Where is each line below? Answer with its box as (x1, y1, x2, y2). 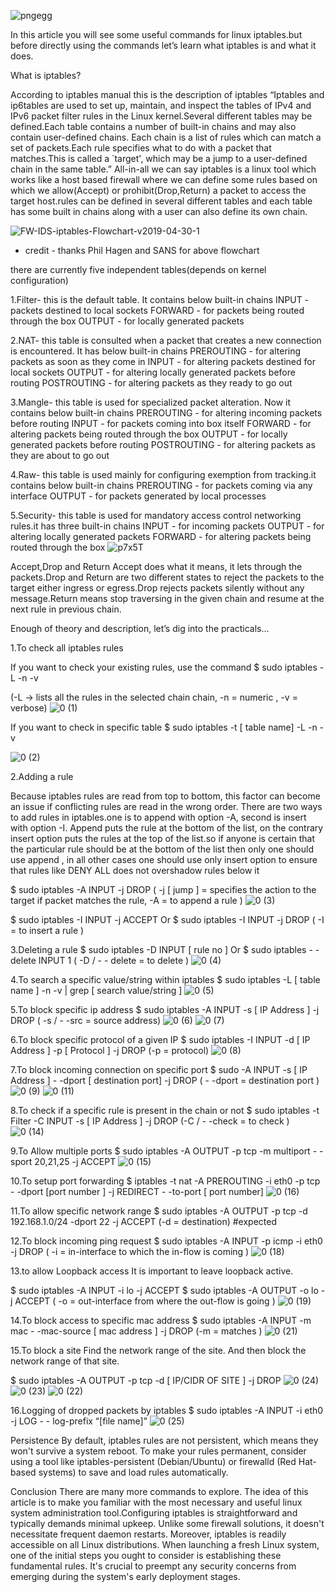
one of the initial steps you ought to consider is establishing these (10, 1550, 282, 1561)
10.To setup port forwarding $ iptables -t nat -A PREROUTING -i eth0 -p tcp (10, 1175, 321, 1187)
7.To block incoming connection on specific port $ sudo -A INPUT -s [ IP (10, 1064, 308, 1075)
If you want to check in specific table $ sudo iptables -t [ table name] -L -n (10, 721, 318, 733)
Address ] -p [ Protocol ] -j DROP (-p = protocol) (10, 1045, 210, 1056)
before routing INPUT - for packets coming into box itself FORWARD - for (10, 418, 312, 429)
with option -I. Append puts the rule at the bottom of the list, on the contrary (10, 822, 324, 834)
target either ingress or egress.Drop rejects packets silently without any (10, 582, 305, 594)
